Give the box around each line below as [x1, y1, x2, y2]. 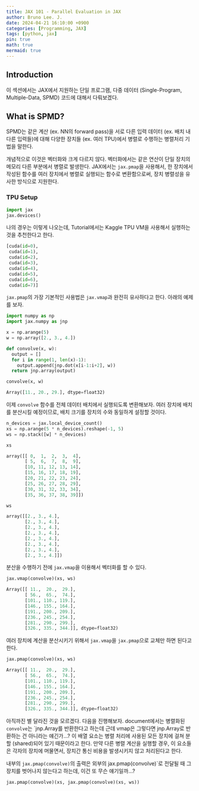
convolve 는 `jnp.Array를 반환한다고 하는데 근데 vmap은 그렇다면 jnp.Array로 [6, 725, 185, 732]
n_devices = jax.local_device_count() [6, 420, 102, 427]
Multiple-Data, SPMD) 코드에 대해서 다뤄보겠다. [6, 94, 119, 101]
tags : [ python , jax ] [6, 31, 58, 37]
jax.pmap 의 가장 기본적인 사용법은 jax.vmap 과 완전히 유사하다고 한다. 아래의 [6, 294, 183, 301]
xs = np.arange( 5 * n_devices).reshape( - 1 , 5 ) [6, 426, 124, 432]
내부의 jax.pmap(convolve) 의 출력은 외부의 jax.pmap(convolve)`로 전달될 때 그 [6, 760, 192, 767]
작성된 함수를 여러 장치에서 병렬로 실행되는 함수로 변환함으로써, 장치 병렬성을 [6, 171, 185, 178]
